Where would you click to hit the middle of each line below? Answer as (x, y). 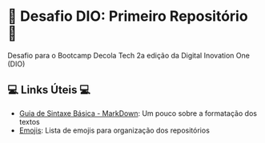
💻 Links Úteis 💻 (49, 90)
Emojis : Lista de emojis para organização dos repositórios (114, 130)
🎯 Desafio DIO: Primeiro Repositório (128, 16)
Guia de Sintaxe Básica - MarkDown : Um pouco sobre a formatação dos (138, 113)
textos (30, 121)
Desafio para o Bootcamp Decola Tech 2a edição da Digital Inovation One (128, 55)
